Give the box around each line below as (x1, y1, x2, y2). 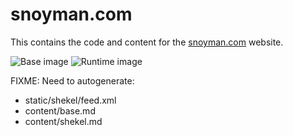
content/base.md (24, 104, 96, 117)
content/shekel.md (24, 115, 103, 127)
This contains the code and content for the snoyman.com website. (10, 36, 284, 48)
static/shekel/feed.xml (24, 94, 117, 106)
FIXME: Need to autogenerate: (10, 74, 135, 87)
